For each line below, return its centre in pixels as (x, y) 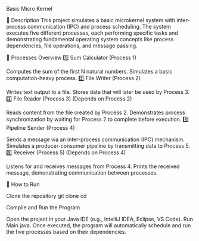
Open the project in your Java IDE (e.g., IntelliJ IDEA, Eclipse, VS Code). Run (100, 219)
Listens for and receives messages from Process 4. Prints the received (93, 166)
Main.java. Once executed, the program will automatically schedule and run (99, 225)
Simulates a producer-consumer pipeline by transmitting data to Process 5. (98, 146)
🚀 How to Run (23, 184)
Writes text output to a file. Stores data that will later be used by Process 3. (98, 92)
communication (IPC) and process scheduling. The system (99, 27)
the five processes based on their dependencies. (66, 232)
